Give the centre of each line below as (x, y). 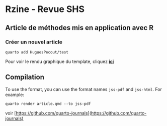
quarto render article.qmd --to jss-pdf (48, 103)
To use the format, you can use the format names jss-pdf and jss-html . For (84, 89)
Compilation (25, 77)
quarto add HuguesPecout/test (37, 52)
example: (15, 94)
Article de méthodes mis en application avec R (79, 28)
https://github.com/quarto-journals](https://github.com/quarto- (81, 113)
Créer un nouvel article (34, 42)
